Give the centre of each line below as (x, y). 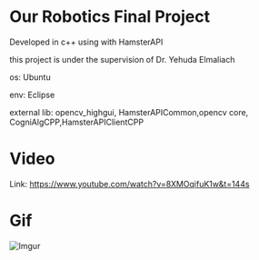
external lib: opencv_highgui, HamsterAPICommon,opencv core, (129, 112)
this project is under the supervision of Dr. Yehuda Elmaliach (122, 59)
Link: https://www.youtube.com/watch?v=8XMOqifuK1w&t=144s (129, 184)
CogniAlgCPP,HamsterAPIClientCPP (76, 122)
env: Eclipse (32, 95)
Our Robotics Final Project (110, 17)
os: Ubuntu (30, 77)
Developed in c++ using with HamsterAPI (86, 42)
